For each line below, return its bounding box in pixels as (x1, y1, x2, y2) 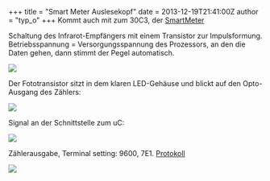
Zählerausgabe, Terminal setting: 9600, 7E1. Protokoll (8, 149, 185, 158)
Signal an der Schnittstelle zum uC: (8, 118, 125, 127)
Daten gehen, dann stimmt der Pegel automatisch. (8, 48, 175, 57)
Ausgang (8, 88, 39, 97)
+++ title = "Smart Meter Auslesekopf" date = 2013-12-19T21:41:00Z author (8, 7, 259, 16)
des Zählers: (39, 88, 81, 97)
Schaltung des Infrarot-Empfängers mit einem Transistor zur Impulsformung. (8, 31, 263, 40)
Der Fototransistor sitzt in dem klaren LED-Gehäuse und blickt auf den (8, 79, 242, 88)
